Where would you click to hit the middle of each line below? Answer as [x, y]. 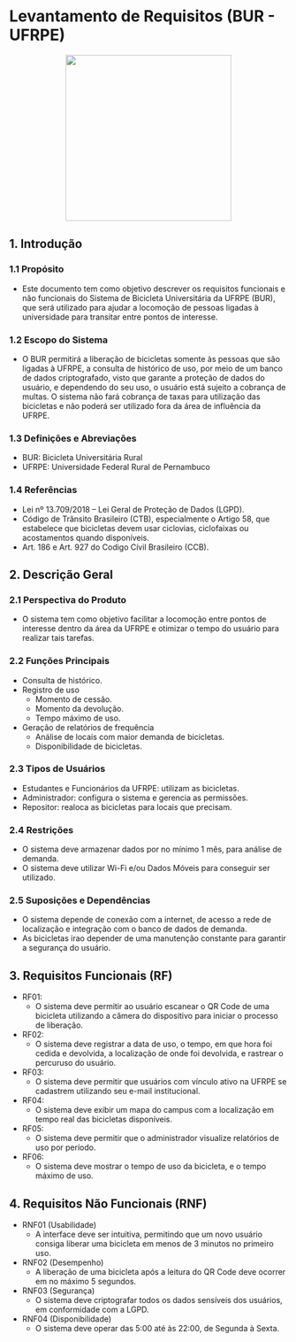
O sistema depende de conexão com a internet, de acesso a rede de [147, 920]
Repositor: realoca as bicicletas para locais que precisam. [127, 806]
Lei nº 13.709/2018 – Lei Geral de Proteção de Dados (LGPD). [133, 509]
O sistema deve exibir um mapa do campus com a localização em [155, 1110]
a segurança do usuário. [66, 948]
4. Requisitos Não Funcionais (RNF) [108, 1203]
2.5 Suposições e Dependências [80, 900]
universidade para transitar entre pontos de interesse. [120, 317]
